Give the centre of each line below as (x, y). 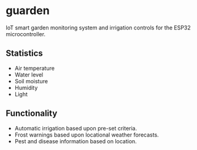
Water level (29, 75)
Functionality (32, 114)
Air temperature (34, 68)
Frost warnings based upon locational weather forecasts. (87, 135)
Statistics (25, 54)
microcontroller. (26, 34)
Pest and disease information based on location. (76, 141)
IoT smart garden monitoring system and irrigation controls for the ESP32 (98, 28)
